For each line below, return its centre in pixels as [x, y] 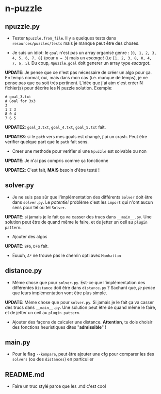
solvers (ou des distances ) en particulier [53, 359]
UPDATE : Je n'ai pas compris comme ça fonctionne [57, 161]
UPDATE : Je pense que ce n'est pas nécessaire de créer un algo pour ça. [78, 72]
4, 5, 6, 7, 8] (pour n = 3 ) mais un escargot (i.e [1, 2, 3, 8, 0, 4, [82, 58]
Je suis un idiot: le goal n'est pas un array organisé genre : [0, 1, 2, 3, [84, 53]
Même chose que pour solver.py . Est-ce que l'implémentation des [79, 282]
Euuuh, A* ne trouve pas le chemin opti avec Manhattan [66, 255]
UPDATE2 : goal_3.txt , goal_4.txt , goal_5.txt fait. [56, 127]
